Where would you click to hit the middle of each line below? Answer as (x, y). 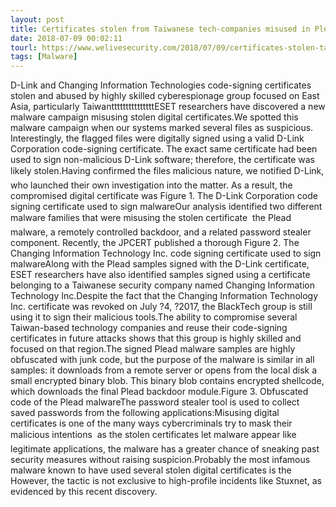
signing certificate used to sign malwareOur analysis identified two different (166, 207)
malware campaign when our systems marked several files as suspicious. (162, 128)
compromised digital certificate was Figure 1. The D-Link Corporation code (164, 196)
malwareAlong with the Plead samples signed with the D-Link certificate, (160, 264)
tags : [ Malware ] (44, 57)
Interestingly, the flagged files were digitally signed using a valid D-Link (157, 138)
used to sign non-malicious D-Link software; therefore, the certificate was (163, 160)
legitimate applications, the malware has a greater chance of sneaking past (165, 449)
